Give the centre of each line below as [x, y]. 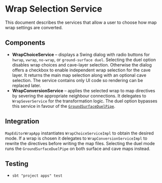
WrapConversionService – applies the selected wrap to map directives [84, 90]
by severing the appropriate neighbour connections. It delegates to [79, 96]
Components [25, 43]
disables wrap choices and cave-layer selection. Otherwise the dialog [82, 65]
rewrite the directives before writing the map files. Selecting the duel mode [80, 143]
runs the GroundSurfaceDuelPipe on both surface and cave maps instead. [78, 149]
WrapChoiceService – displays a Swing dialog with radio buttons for [81, 54]
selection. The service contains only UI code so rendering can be [78, 80]
